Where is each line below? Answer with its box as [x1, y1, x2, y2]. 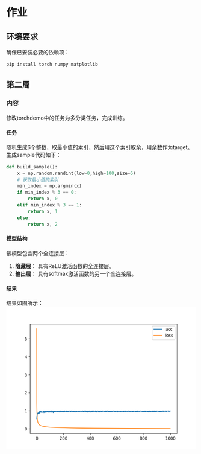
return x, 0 [28, 196, 58, 202]
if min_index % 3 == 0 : [17, 190, 77, 196]
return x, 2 [28, 221, 58, 227]
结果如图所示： [6, 299, 43, 307]
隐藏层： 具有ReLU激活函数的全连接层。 [14, 262, 115, 269]
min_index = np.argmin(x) [17, 183, 82, 189]
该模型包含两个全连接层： [6, 249, 70, 257]
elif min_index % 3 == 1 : [17, 202, 82, 208]
